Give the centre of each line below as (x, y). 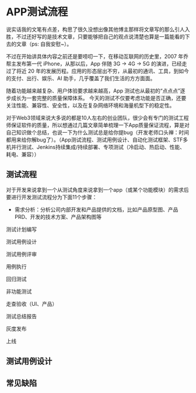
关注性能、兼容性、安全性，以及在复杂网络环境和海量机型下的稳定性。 (90, 105)
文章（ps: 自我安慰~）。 (44, 44)
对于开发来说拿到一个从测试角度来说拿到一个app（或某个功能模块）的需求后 (98, 189)
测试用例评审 (21, 254)
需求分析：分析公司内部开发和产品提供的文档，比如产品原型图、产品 (96, 209)
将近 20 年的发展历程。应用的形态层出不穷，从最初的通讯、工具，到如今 (103, 71)
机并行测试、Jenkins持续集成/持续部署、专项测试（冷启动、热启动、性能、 (96, 147)
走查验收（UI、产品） (32, 304)
